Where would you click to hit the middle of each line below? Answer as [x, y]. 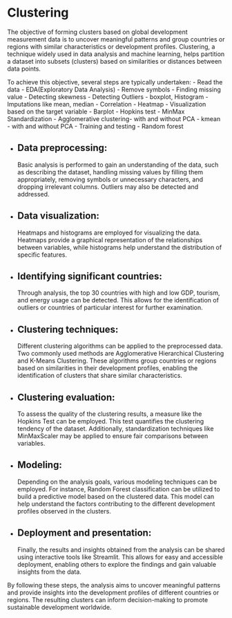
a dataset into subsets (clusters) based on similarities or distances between [115, 61]
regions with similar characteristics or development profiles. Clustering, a [111, 46]
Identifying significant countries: [89, 276]
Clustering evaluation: [66, 397]
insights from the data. [49, 572]
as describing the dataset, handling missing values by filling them [110, 172]
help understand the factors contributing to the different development [116, 504]
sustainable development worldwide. [59, 607]
